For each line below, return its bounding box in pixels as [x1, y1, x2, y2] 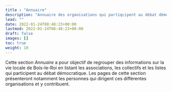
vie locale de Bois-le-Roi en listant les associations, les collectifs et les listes [5, 65, 166, 71]
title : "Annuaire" [5, 7, 47, 13]
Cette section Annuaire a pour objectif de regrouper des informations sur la [5, 59, 164, 65]
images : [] [5, 36, 29, 41]
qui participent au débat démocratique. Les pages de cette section [5, 70, 146, 76]
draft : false [5, 31, 33, 36]
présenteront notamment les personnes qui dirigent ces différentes [5, 75, 147, 81]
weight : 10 [5, 45, 29, 50]
